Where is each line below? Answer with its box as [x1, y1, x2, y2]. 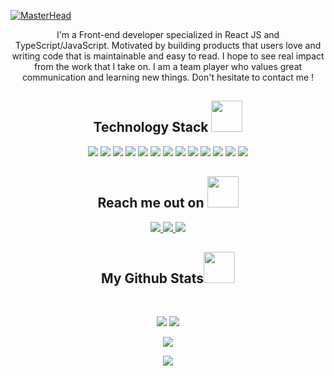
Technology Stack [93, 119, 209, 136]
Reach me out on [97, 195, 205, 212]
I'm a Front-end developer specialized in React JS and [56, 29, 280, 40]
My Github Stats [101, 270, 204, 287]
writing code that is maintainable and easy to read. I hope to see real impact [11, 50, 325, 62]
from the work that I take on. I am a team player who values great [33, 61, 303, 72]
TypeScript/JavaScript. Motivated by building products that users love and [14, 40, 322, 51]
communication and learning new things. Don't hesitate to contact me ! [21, 71, 315, 83]
